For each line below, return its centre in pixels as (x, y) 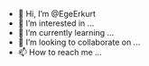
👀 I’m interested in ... (56, 23)
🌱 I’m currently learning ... (66, 33)
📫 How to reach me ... (60, 52)
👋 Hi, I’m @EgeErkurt (57, 14)
